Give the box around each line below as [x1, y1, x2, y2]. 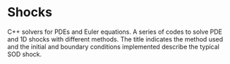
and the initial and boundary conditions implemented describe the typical [7, 42, 220, 51]
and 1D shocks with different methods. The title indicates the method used [7, 34, 224, 43]
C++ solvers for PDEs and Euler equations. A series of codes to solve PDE [7, 27, 222, 36]
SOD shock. [7, 50, 42, 58]
